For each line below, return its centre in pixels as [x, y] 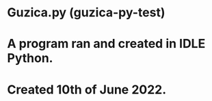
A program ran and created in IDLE [106, 44]
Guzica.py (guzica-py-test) [86, 13]
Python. [30, 58]
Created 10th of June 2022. [87, 89]
